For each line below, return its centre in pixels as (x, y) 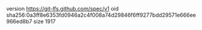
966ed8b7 (19, 21)
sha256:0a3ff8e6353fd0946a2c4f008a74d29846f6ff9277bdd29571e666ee (101, 15)
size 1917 (44, 21)
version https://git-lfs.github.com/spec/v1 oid (63, 9)
